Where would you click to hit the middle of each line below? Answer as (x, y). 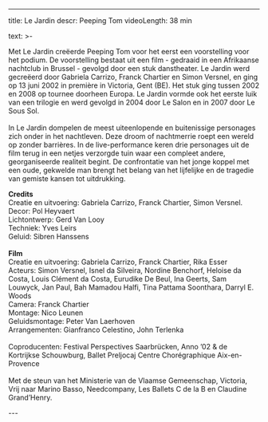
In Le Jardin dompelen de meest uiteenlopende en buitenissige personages (132, 128)
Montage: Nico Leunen (46, 313)
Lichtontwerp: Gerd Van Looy (57, 219)
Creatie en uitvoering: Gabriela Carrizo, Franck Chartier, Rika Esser (118, 262)
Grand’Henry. (30, 397)
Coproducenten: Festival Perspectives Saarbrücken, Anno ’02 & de (118, 347)
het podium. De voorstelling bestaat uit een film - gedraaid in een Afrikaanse (134, 60)
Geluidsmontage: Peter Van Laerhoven (72, 321)
